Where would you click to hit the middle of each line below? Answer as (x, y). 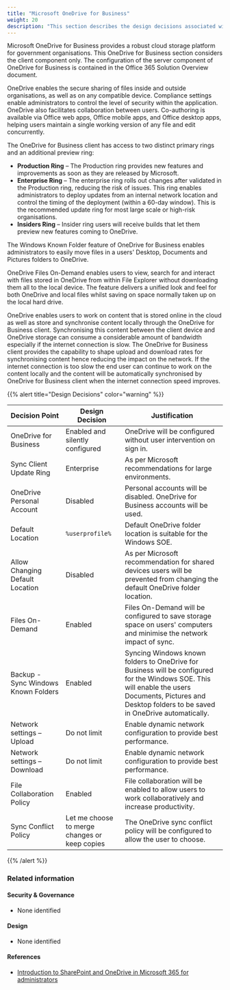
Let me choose (89, 818)
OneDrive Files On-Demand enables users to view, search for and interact (111, 273)
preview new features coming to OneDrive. (77, 232)
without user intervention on (170, 440)
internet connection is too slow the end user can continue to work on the (110, 367)
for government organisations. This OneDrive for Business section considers (115, 53)
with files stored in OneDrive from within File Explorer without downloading (113, 280)
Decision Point (35, 416)
